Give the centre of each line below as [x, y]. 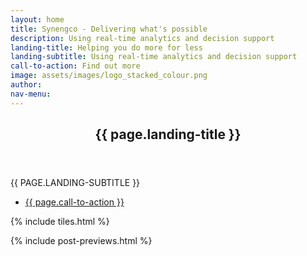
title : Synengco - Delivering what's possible [109, 29]
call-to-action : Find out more [75, 66]
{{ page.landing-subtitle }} [75, 183]
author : [26, 85]
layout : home [37, 19]
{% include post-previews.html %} [81, 241]
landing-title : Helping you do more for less [106, 47]
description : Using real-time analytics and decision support [142, 38]
